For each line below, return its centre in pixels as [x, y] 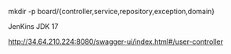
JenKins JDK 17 [33, 26]
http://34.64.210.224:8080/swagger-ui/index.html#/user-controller [115, 41]
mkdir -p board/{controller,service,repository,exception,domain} [112, 11]
